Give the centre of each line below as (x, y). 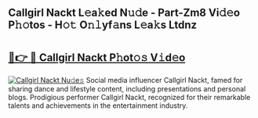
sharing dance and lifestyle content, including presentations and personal (127, 89)
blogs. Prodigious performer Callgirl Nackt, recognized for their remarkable (129, 97)
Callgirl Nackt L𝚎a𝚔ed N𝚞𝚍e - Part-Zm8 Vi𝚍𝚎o (124, 13)
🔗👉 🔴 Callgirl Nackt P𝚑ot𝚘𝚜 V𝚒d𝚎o (97, 57)
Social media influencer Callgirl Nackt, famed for (164, 80)
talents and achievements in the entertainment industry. (98, 105)
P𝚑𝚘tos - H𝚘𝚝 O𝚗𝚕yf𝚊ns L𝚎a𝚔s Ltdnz (103, 25)
